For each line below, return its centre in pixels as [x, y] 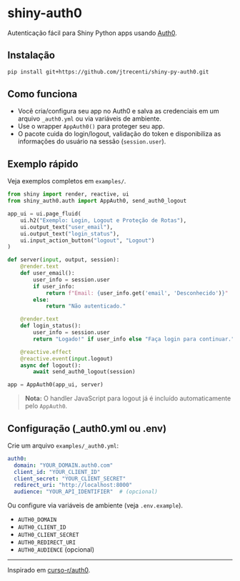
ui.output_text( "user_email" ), [67, 227]
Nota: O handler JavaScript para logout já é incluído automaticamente [128, 398]
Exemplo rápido [43, 164]
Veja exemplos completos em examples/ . [67, 181]
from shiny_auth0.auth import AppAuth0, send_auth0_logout [97, 201]
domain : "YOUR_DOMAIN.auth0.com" [64, 465]
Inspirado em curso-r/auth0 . [49, 570]
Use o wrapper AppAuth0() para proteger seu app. [91, 126]
